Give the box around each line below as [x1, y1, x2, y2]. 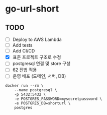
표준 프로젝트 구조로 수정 [12, 54, 61, 61]
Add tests [12, 42, 33, 48]
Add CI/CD [12, 48, 35, 54]
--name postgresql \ [14, 88, 57, 93]
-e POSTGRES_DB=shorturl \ [14, 101, 71, 106]
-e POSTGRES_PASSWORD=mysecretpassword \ [14, 96, 102, 101]
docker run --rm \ [5, 83, 44, 88]
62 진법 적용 [12, 67, 37, 73]
